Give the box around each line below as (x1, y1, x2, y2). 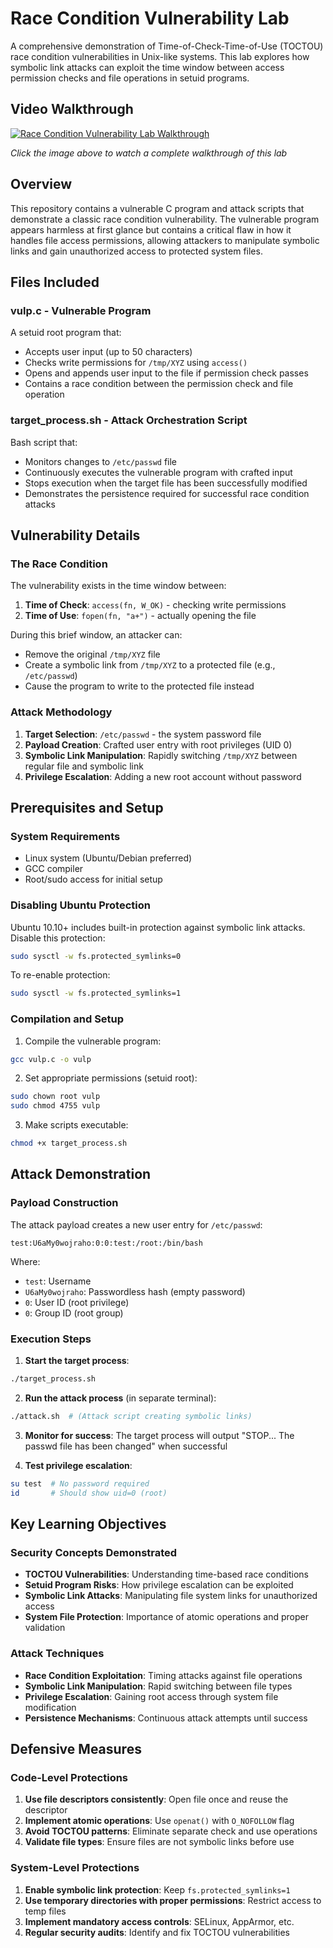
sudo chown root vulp (10, 1092, 101, 1102)
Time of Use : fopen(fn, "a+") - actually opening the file (24, 610, 257, 622)
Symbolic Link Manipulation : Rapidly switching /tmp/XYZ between (24, 749, 298, 761)
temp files (24, 1905, 67, 1917)
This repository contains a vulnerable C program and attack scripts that (10, 202, 305, 214)
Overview (10, 176, 73, 193)
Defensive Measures (10, 1740, 142, 1757)
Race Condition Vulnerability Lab (10, 7, 290, 30)
